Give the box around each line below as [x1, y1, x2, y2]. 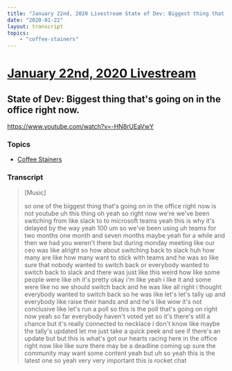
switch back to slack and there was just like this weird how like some [24, 268, 220, 276]
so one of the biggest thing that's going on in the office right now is [24, 201, 217, 210]
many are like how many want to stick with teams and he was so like [24, 253, 220, 262]
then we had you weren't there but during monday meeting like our [24, 238, 215, 246]
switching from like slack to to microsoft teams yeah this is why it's [24, 216, 215, 225]
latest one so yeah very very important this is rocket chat [24, 356, 187, 364]
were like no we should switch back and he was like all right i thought [24, 282, 222, 291]
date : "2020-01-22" [7, 17, 64, 24]
